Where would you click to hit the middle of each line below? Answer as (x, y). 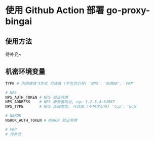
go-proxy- (128, 10)
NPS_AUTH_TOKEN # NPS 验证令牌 (37, 97)
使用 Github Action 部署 (55, 10)
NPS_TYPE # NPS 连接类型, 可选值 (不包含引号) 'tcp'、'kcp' (72, 107)
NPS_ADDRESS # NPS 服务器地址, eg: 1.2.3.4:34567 (60, 102)
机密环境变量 (25, 72)
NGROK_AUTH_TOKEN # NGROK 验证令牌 (41, 121)
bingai (19, 21)
